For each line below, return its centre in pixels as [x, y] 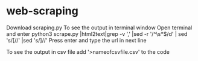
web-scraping [42, 11]
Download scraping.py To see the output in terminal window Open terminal [99, 28]
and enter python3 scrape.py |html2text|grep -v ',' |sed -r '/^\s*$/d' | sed [97, 33]
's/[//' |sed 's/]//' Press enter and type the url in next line [76, 40]
